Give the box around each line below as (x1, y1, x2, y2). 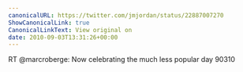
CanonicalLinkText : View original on (8, 26, 133, 34)
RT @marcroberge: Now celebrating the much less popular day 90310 (8, 55, 235, 64)
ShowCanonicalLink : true (8, 19, 90, 27)
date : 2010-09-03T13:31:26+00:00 (8, 33, 118, 41)
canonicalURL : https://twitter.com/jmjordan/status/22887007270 (8, 11, 224, 20)
